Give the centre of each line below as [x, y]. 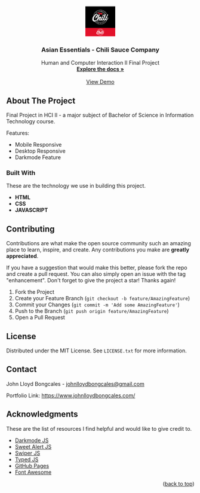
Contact [21, 369]
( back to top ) [179, 483]
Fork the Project [35, 292]
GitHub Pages [32, 465]
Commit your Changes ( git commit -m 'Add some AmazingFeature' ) [97, 305]
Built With [21, 173]
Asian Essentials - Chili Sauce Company [100, 50]
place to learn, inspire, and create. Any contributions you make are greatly [98, 250]
